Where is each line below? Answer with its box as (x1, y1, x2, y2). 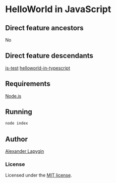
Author (5, 135, 28, 143)
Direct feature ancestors (5, 24, 84, 32)
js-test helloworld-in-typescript (5, 65, 71, 71)
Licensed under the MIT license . (5, 172, 72, 178)
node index (5, 121, 28, 126)
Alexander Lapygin (5, 148, 44, 154)
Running (5, 107, 33, 116)
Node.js (5, 93, 22, 99)
